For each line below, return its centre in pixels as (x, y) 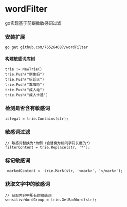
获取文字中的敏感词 (27, 184)
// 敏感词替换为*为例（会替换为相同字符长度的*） (49, 143)
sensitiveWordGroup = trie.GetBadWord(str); (51, 200)
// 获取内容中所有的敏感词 (28, 195)
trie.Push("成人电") (25, 90)
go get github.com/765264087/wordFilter (47, 47)
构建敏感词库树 (20, 58)
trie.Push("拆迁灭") (25, 80)
